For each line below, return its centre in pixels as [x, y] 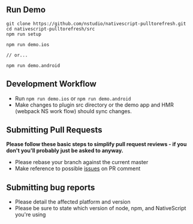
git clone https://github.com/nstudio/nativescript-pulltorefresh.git [96, 23]
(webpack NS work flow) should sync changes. [73, 111]
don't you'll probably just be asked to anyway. [65, 151]
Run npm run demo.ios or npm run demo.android [73, 98]
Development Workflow [52, 84]
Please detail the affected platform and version [73, 202]
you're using [30, 214]
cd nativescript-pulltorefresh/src [51, 29]
